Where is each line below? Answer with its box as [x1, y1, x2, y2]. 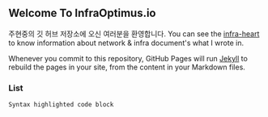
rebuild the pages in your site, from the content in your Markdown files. [8, 62, 245, 72]
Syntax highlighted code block [8, 101, 114, 109]
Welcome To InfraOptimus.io [8, 6, 156, 20]
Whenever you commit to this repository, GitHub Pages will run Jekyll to [8, 53, 249, 63]
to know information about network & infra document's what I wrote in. [8, 38, 245, 48]
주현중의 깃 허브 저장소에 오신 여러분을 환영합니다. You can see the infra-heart [8, 28, 260, 39]
